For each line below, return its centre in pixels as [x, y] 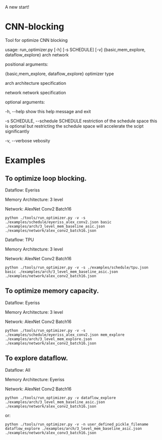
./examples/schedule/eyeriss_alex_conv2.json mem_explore [65, 335]
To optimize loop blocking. [46, 178]
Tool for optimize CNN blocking [36, 40]
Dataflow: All [18, 370]
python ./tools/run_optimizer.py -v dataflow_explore [61, 398]
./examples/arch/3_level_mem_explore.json [49, 339]
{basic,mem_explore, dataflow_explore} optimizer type [59, 74]
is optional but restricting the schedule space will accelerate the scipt [74, 126]
